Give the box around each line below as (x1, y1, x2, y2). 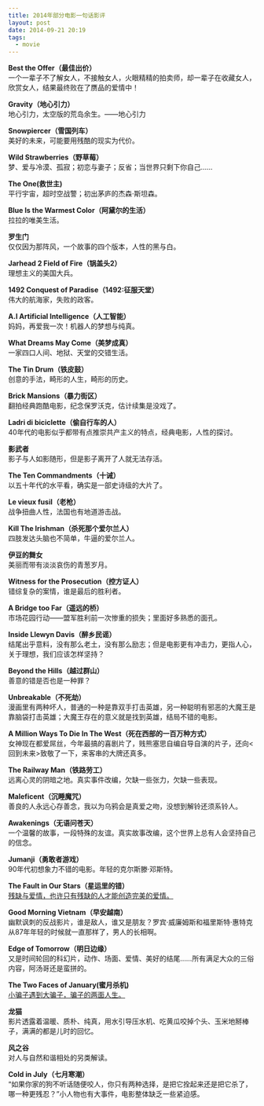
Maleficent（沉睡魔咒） (8, 792, 86, 801)
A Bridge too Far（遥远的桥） (8, 603, 104, 613)
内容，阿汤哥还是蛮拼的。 (8, 964, 91, 973)
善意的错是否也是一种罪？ (8, 676, 91, 686)
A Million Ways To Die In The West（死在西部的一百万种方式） (8, 729, 211, 738)
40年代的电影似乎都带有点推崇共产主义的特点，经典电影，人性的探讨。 (8, 427, 237, 437)
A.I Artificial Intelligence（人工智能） (8, 312, 131, 321)
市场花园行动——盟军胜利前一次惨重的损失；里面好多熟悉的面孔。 (8, 613, 222, 623)
